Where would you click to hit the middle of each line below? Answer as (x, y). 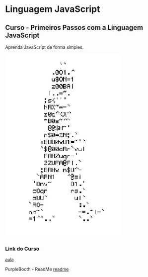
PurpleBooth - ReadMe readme (37, 269)
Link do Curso (22, 249)
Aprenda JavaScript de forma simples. (44, 47)
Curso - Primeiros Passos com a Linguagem (74, 28)
